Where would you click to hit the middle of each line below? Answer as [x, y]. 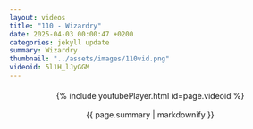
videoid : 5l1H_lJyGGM [50, 68]
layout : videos [38, 17]
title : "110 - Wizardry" [55, 26]
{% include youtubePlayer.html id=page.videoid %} [150, 95]
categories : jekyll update [59, 42]
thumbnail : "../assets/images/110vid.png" [89, 59]
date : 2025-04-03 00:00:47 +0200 [72, 34]
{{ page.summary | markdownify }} [150, 114]
